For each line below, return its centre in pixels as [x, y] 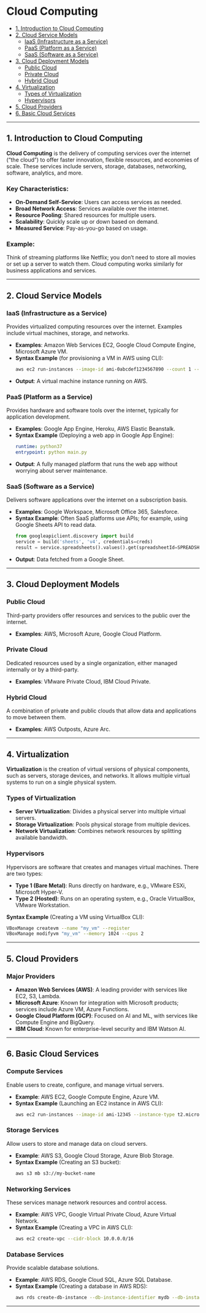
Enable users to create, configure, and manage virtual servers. [85, 1085]
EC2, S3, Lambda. [38, 996]
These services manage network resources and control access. [87, 1202]
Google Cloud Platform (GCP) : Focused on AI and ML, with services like [106, 1016]
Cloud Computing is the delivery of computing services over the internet [98, 153]
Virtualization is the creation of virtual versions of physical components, [98, 769]
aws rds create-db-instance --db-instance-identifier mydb [92, 1298]
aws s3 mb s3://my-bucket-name [55, 1173]
